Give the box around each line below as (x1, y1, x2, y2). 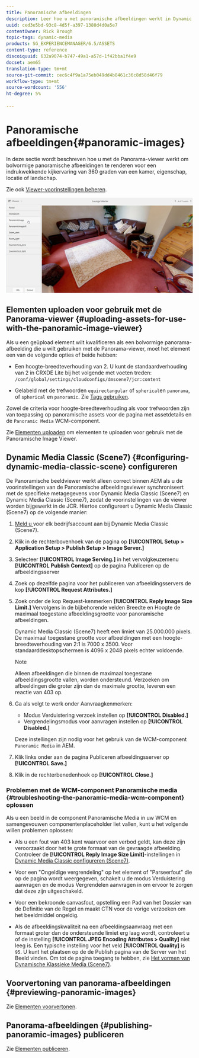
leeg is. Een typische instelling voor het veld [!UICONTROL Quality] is (14, 942, 185, 949)
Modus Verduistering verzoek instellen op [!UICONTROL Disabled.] (23, 711, 188, 719)
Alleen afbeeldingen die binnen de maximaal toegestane (14, 670, 152, 677)
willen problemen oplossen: (6, 827, 73, 834)
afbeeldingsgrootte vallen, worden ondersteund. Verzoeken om (14, 676, 169, 684)
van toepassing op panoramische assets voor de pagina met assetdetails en (6, 411, 192, 418)
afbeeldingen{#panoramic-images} (6, 136, 185, 149)
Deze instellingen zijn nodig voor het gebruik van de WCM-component (14, 736, 187, 743)
